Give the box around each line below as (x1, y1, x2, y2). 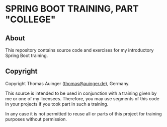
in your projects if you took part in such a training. (5, 101, 109, 107)
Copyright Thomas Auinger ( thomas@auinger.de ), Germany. (5, 80, 130, 86)
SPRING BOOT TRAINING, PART (5, 3, 139, 15)
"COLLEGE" (5, 14, 56, 25)
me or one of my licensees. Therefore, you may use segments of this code (5, 95, 159, 101)
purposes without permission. (5, 116, 67, 122)
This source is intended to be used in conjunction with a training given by (5, 90, 157, 96)
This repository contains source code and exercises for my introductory (5, 47, 154, 53)
